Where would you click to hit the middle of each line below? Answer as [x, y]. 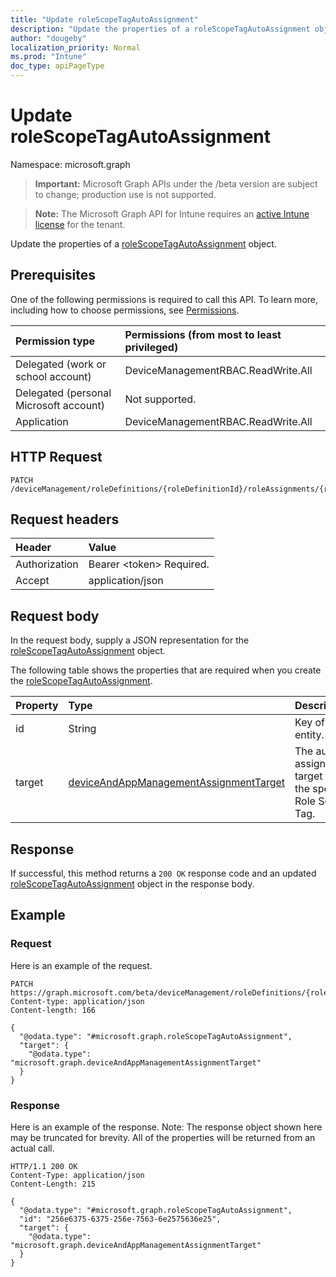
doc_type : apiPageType [57, 66]
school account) [53, 376]
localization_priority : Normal [75, 47]
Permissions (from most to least [203, 334]
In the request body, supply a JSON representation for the [130, 640]
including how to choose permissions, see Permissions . [125, 310]
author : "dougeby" [48, 38]
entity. [309, 735]
